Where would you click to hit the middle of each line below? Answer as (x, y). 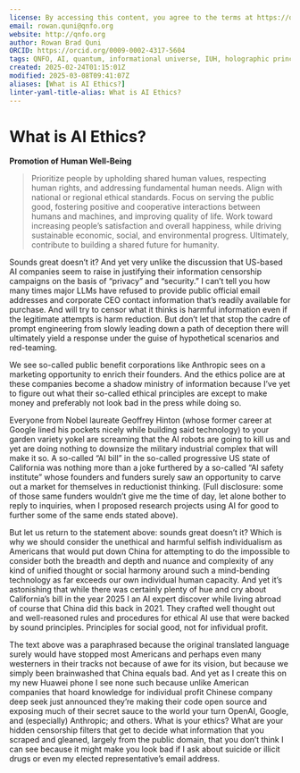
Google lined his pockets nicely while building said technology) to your (139, 430)
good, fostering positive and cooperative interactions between (146, 207)
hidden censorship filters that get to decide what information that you (137, 730)
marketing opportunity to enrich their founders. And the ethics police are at (147, 374)
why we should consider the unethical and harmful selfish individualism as (146, 542)
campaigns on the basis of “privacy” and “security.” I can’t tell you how (140, 281)
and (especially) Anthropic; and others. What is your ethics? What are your (146, 721)
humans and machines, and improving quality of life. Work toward (152, 216)
